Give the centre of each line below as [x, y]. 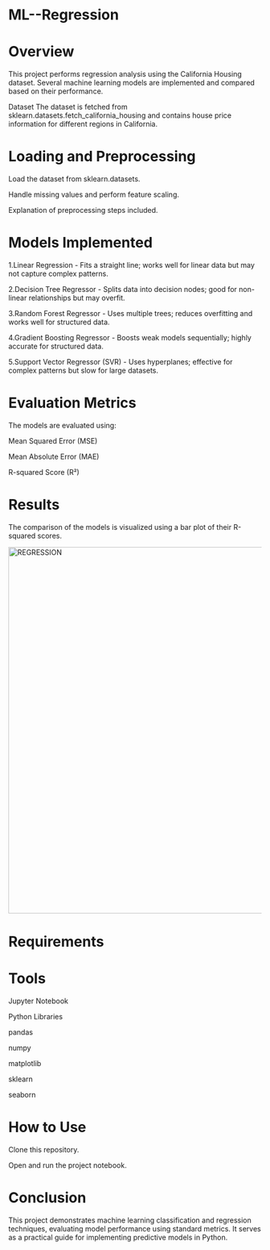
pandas [21, 1032]
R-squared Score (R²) [44, 472]
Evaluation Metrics [72, 403]
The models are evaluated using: [62, 425]
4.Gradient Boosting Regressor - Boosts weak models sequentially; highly [130, 337]
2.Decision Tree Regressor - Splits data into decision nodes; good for [123, 289]
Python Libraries [35, 1017]
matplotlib [25, 1063]
